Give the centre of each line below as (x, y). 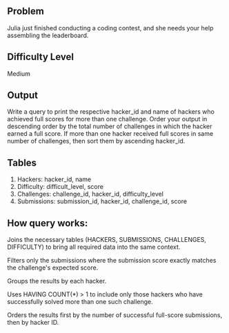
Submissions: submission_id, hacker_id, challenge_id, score (102, 201)
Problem (26, 11)
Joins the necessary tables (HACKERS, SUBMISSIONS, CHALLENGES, (107, 240)
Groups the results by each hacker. (57, 281)
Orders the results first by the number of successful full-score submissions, (115, 315)
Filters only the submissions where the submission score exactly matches (112, 261)
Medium (19, 73)
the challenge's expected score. (53, 268)
